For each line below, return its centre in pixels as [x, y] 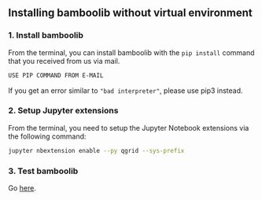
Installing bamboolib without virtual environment [131, 13]
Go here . [22, 188]
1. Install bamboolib [46, 35]
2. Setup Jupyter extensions [63, 111]
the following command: [47, 136]
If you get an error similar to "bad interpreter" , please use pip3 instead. [125, 91]
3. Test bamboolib [43, 171]
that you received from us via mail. [64, 61]
